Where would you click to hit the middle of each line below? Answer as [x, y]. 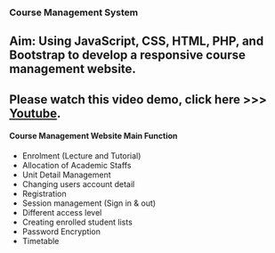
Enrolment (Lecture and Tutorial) [81, 155]
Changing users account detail [78, 184]
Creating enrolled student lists [77, 222]
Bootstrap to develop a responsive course [128, 55]
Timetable [40, 241]
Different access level [62, 212]
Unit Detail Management [66, 175]
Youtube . [35, 113]
